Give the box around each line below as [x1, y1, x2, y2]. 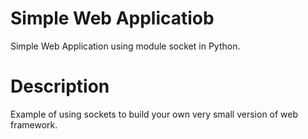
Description [10, 75, 110, 98]
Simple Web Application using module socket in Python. [10, 40, 241, 52]
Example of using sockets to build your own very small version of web [10, 108, 299, 120]
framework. [10, 118, 58, 131]
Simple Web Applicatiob [10, 7, 215, 30]
